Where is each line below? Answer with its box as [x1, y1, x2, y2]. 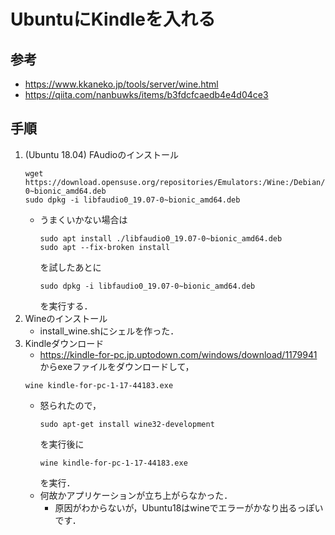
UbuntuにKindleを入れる [10, 8, 216, 31]
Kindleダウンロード [24, 337, 105, 349]
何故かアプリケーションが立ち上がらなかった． [39, 489, 233, 501]
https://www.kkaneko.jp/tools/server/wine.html [24, 78, 219, 90]
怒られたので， [39, 399, 102, 411]
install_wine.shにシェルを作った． [39, 325, 180, 337]
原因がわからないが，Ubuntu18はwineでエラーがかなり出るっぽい [54, 501, 324, 514]
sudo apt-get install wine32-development [39, 419, 215, 429]
